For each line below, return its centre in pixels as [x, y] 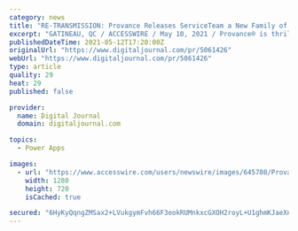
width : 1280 [47, 181]
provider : [27, 107]
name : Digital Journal [59, 116]
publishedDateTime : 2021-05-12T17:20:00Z [87, 42]
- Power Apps [41, 148]
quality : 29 [31, 75]
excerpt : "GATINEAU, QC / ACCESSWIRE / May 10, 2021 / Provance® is [138, 34]
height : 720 [47, 189]
